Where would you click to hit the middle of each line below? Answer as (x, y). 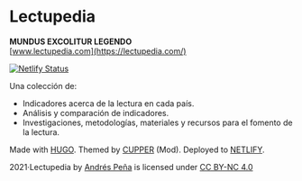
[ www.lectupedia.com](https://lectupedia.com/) (98, 50)
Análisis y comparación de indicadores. (96, 113)
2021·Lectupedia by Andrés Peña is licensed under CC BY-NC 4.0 (131, 167)
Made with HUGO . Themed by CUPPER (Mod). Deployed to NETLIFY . (137, 149)
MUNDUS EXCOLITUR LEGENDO (71, 41)
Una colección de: (43, 86)
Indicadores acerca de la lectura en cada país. (108, 103)
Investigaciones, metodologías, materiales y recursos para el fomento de (157, 122)
